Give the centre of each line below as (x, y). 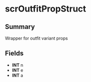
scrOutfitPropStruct (46, 9)
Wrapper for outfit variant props (37, 38)
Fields (14, 53)
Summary (20, 27)
